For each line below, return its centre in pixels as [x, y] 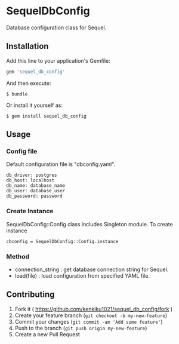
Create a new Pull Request [47, 334]
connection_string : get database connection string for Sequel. [92, 269]
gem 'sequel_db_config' [36, 72]
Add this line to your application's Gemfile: [58, 60]
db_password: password [34, 196]
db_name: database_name [36, 186]
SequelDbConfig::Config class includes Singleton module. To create [89, 224]
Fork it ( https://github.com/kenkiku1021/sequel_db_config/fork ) [94, 309]
